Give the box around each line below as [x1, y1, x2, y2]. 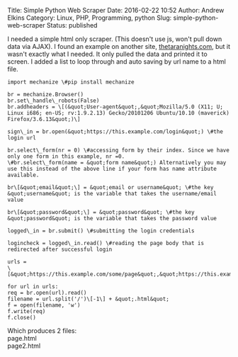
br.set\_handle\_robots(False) [7, 97, 100, 104]
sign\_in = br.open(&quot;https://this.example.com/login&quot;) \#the [7, 128, 223, 135]
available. [7, 171, 40, 178]
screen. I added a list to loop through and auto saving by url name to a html [7, 57, 227, 66]
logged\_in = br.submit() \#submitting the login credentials [7, 227, 195, 234]
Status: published [46, 21, 98, 29]
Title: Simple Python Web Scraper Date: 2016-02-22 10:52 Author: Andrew [7, 6, 225, 14]
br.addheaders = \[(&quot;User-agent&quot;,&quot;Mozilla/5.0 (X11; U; [7, 103, 223, 110]
